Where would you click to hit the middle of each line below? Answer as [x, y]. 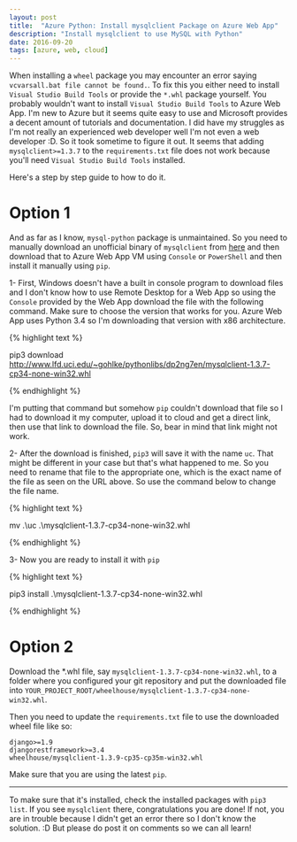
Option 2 [41, 647]
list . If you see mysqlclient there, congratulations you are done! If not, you [147, 809]
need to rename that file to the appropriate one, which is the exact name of [145, 472]
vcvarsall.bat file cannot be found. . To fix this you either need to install [145, 85]
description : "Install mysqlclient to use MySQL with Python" [126, 34]
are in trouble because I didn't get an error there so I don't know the [133, 819]
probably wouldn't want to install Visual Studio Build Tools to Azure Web [145, 104]
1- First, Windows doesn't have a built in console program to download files [146, 283]
